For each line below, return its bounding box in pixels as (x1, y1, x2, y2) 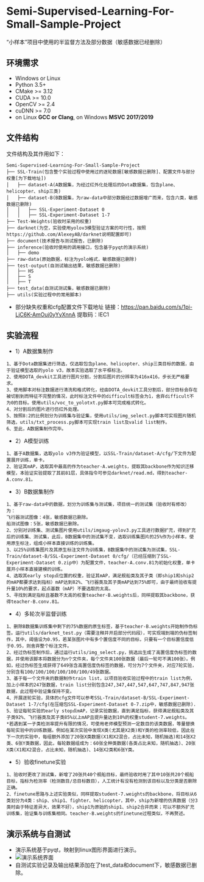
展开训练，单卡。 (10, 457, 47, 464)
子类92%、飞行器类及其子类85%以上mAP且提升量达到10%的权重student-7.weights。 (6, 715, 190, 721)
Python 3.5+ (15, 81, 47, 88)
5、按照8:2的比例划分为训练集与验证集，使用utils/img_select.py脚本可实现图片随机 (6, 413, 196, 419)
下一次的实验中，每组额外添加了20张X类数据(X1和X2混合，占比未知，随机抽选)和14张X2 (6, 734, 196, 740)
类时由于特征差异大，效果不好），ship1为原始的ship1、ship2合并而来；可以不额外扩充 (6, 804, 195, 811)
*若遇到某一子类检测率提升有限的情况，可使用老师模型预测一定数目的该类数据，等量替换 (6, 721, 195, 727)
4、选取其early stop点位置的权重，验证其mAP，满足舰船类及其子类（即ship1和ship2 (6, 573, 194, 579)
